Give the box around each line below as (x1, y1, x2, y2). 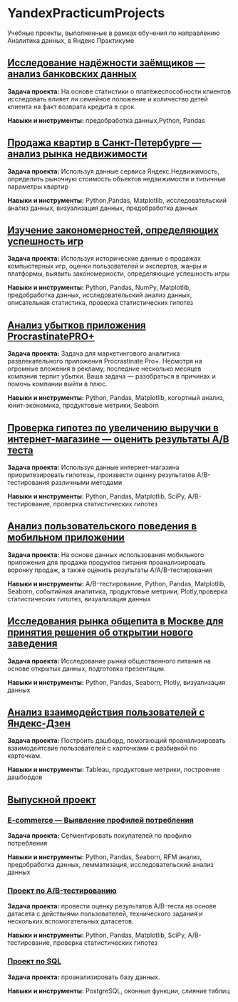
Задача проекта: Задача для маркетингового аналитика (7, 349, 180, 358)
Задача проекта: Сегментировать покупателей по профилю (7, 831, 192, 840)
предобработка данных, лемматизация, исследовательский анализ (7, 861, 214, 869)
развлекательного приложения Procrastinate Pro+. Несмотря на (7, 357, 202, 366)
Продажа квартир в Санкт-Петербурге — (7, 137, 202, 149)
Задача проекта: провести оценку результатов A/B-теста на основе (7, 902, 217, 911)
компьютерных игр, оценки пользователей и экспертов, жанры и (7, 262, 207, 271)
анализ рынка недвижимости (7, 148, 148, 160)
